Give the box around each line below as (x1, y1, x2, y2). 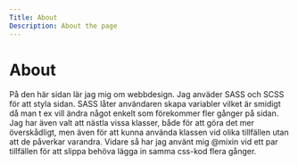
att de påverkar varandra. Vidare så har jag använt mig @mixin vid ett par (9, 136, 278, 147)
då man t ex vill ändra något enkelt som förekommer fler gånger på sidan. (9, 108, 279, 119)
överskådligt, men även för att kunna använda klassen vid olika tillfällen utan (9, 127, 289, 138)
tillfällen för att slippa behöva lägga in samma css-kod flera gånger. (9, 146, 257, 157)
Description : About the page (9, 21, 118, 30)
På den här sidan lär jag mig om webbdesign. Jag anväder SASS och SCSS (9, 89, 285, 100)
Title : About (9, 12, 58, 22)
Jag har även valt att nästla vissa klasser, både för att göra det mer (9, 118, 255, 128)
